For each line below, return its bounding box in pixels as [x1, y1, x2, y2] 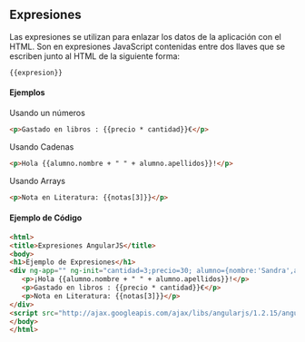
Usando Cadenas [9, 141, 74, 152]
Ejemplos [9, 87, 45, 98]
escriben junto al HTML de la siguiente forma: [9, 50, 180, 62]
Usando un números [9, 108, 86, 119]
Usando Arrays [9, 175, 66, 186]
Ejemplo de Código [9, 212, 83, 223]
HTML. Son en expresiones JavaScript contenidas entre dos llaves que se [9, 41, 286, 52]
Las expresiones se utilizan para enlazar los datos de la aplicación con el [9, 31, 281, 42]
